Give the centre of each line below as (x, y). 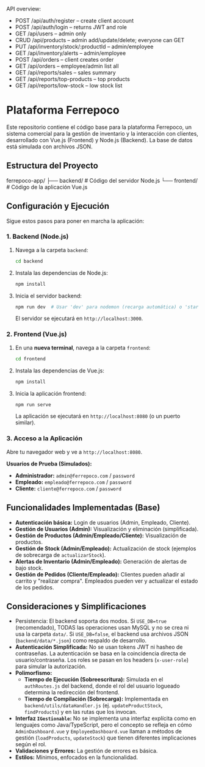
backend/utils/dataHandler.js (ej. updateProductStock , (93, 705)
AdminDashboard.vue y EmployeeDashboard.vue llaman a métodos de (98, 732)
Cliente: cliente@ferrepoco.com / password (68, 489)
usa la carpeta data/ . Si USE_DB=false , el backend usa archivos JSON (102, 634)
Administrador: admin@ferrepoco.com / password (75, 475)
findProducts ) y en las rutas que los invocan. (81, 712)
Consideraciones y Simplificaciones (76, 606)
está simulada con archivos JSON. (49, 147)
